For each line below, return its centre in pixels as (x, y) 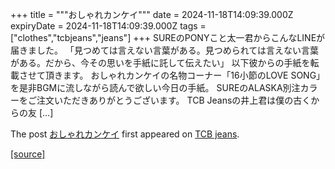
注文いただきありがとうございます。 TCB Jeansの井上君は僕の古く (174, 100)
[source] (28, 154)
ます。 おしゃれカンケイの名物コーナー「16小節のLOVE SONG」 (194, 75)
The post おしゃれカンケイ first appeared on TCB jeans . (125, 134)
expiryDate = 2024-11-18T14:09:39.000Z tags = (108, 26)
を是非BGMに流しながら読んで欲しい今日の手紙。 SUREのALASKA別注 (155, 87)
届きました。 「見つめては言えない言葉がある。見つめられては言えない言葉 (164, 50)
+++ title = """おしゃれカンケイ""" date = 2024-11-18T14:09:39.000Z (152, 14)
